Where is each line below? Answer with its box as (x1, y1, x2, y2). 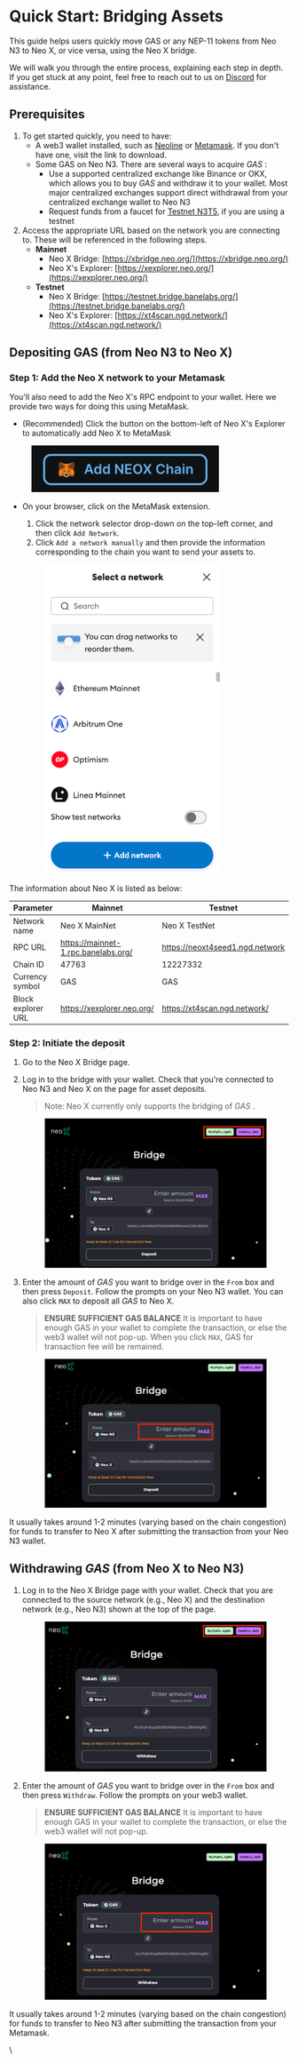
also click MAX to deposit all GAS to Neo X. (21, 1295, 175, 1306)
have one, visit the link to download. (35, 149, 167, 160)
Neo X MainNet (60, 920, 116, 931)
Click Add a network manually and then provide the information (35, 538, 266, 548)
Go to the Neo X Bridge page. (21, 1057, 130, 1068)
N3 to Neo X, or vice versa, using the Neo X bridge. (9, 44, 197, 55)
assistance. (9, 81, 51, 92)
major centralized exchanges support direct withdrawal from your (48, 187, 288, 197)
